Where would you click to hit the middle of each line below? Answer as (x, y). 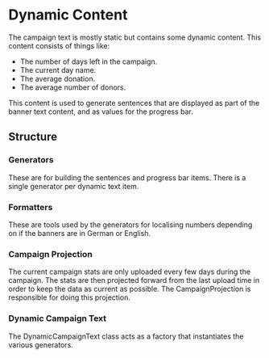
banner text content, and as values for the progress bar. (101, 112)
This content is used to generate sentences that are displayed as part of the (134, 103)
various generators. (41, 344)
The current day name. (58, 69)
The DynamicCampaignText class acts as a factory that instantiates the (126, 336)
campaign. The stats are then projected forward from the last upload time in (134, 280)
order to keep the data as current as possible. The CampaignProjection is (130, 289)
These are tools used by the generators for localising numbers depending (130, 225)
